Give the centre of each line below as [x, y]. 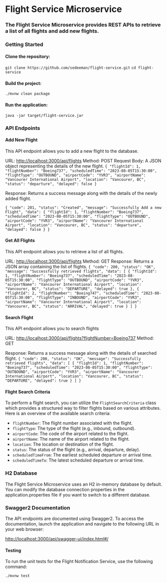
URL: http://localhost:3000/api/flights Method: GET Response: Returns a [79, 261]
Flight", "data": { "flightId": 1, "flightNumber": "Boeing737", [74, 212]
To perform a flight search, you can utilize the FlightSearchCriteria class [81, 403]
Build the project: [23, 83]
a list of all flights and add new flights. [52, 31]
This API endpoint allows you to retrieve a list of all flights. [65, 251]
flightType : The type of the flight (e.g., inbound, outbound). [74, 429]
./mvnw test [17, 576]
